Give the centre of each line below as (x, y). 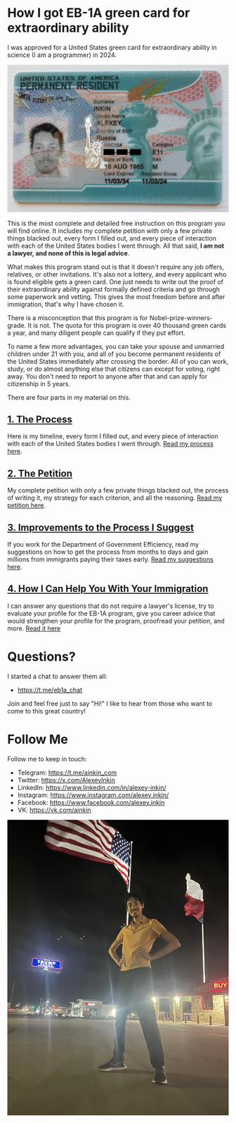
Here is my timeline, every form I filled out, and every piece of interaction (113, 436)
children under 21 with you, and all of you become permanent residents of (114, 354)
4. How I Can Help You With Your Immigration (108, 589)
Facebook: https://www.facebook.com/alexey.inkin (91, 802)
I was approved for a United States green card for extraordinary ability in (112, 47)
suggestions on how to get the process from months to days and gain (108, 552)
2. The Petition (40, 473)
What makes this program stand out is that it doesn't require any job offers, (116, 267)
